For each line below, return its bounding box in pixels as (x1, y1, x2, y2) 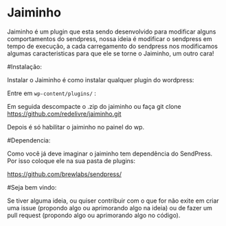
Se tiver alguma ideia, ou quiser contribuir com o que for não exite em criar (7, 197, 220, 205)
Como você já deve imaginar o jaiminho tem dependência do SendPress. (7, 149, 213, 158)
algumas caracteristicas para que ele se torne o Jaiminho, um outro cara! (7, 49, 214, 58)
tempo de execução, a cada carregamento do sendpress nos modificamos (7, 42, 218, 50)
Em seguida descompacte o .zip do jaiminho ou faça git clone (7, 102, 181, 110)
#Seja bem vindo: (7, 183, 57, 191)
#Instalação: (7, 62, 43, 71)
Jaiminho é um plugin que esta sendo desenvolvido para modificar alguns (7, 27, 216, 36)
